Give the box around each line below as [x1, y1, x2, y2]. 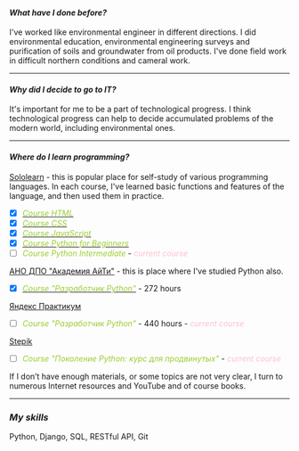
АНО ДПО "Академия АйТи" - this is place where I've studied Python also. [9, 266, 284, 276]
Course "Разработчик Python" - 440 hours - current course [21, 317, 245, 329]
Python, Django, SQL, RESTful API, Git [9, 431, 149, 442]
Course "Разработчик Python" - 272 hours [21, 283, 182, 293]
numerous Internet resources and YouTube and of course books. [9, 381, 246, 391]
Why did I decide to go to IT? [9, 84, 117, 94]
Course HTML [21, 208, 74, 218]
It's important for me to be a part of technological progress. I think [9, 103, 252, 115]
